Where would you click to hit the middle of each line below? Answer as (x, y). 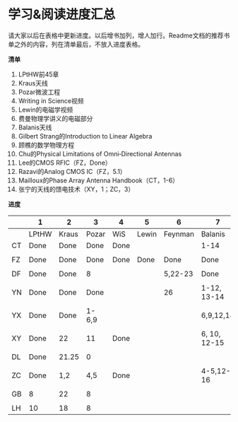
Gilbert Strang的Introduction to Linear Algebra (85, 136)
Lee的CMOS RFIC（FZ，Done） (65, 163)
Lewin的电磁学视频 (46, 110)
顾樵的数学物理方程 (46, 145)
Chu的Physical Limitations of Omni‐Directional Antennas (100, 153)
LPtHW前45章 (38, 74)
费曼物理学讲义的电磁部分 (55, 118)
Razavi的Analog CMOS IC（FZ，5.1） (72, 171)
